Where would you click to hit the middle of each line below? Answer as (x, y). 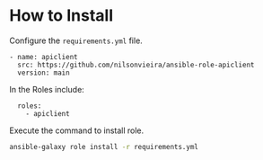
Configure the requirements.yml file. (76, 40)
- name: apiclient (44, 57)
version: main (44, 73)
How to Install (61, 16)
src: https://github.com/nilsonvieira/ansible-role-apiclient (136, 65)
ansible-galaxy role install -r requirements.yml (104, 147)
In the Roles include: (47, 89)
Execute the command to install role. (77, 130)
